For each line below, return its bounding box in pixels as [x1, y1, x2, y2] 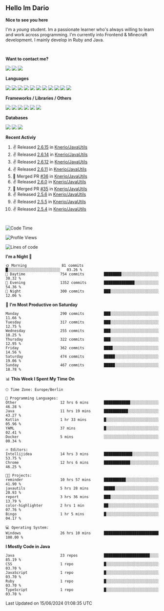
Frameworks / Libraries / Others [5, 95, 72, 101]
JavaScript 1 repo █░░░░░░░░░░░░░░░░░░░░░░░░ [5, 570, 159, 575]
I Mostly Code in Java [5, 544, 50, 549]
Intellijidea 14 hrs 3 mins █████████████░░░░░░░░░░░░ [5, 452, 159, 457]
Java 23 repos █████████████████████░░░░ [5, 553, 159, 558]
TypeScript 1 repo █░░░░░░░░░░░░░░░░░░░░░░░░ [5, 587, 159, 592]
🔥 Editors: [5, 447, 28, 452]
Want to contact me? [5, 56, 49, 62]
